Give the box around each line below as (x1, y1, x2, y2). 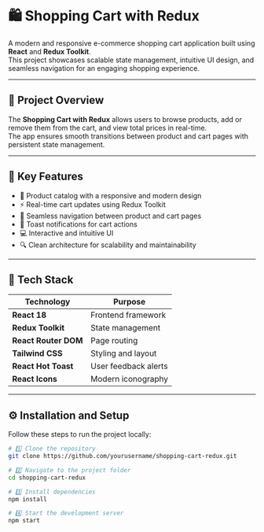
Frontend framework (90, 309, 167, 320)
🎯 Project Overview (8, 94, 104, 107)
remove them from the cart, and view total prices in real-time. (8, 123, 207, 132)
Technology (24, 297, 71, 308)
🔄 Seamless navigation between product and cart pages (19, 211, 202, 220)
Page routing (90, 335, 138, 346)
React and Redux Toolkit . (8, 46, 92, 56)
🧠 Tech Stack (8, 273, 74, 286)
